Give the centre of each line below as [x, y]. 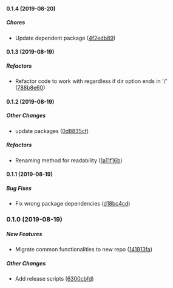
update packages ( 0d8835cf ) [52, 131]
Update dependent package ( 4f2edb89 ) [65, 38]
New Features [24, 234]
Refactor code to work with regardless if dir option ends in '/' [91, 81]
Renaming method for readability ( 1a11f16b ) [69, 160]
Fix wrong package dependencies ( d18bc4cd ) [73, 204]
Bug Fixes [19, 188]
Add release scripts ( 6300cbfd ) [54, 279]
